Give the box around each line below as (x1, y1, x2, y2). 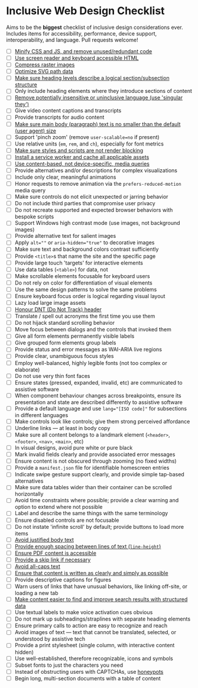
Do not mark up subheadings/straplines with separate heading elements (14, 615, 191, 622)
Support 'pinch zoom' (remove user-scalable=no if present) (14, 133, 160, 140)
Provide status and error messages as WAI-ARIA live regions (14, 346, 163, 353)
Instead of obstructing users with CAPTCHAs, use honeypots (14, 668, 164, 675)
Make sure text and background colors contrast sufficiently (14, 246, 159, 253)
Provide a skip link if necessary (14, 556, 91, 563)
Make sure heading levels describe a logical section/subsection (14, 75, 170, 82)
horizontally (14, 490, 44, 498)
